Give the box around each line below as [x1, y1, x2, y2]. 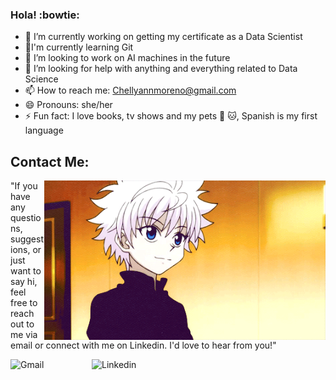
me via [10, 329, 38, 341]
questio [10, 212, 42, 224]
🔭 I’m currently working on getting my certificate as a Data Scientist [24, 31, 303, 43]
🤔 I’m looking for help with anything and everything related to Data [24, 63, 298, 75]
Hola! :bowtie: [10, 8, 80, 22]
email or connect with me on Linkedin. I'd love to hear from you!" [10, 339, 277, 352]
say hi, [10, 276, 38, 288]
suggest [10, 233, 44, 245]
